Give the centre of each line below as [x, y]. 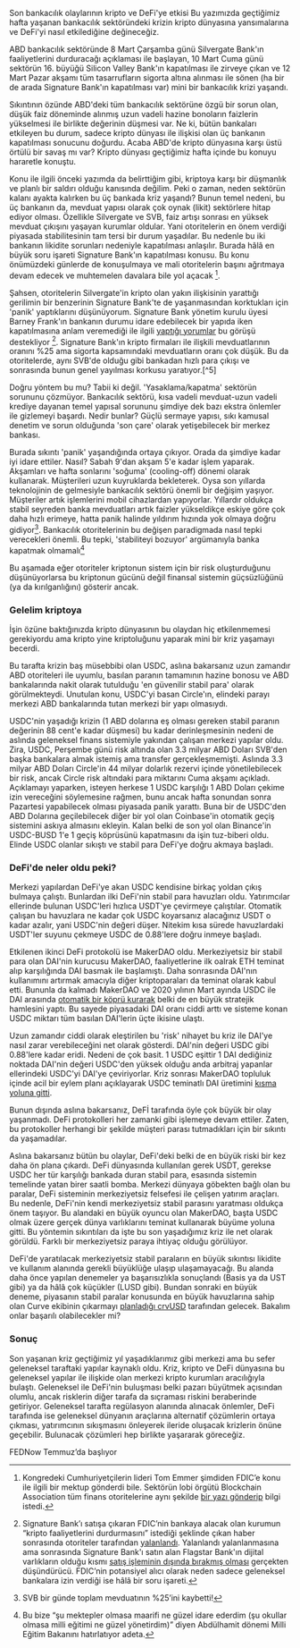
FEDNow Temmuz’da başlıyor [63, 1451]
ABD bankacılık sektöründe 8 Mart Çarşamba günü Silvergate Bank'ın [137, 49]
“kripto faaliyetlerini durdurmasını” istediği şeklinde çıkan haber [138, 1533]
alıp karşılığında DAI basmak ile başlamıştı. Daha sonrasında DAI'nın [133, 971]
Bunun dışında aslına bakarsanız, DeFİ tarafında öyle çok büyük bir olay [141, 1110]
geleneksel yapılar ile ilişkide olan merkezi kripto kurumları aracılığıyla [137, 1377]
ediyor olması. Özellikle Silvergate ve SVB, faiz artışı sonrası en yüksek [139, 217]
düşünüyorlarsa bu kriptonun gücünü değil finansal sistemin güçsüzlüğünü [146, 577]
